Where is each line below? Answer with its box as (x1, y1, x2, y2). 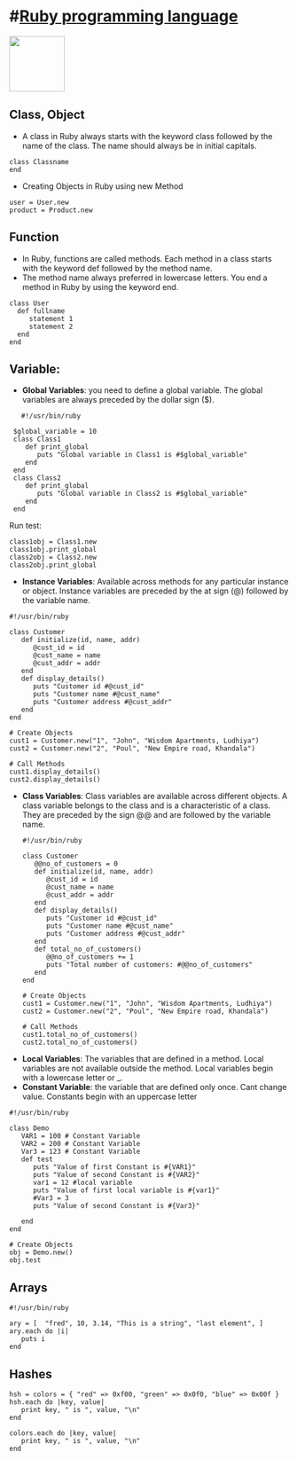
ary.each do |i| (9, 1327, 69, 1336)
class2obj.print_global (9, 561, 98, 569)
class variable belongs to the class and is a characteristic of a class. (21, 800, 271, 811)
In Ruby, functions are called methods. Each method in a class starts (21, 253, 272, 263)
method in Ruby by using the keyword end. (21, 281, 179, 292)
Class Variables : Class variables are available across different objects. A (21, 791, 288, 802)
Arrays (9, 1280, 48, 1295)
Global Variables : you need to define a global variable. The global (21, 385, 263, 396)
